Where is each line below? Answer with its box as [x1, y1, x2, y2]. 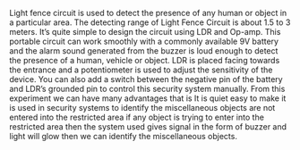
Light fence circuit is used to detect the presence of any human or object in [9, 8, 287, 18]
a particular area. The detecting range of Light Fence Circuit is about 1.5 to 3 [9, 17, 291, 28]
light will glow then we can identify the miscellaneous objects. [9, 131, 237, 141]
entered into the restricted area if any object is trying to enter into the [9, 112, 264, 122]
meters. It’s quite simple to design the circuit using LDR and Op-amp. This [9, 27, 281, 37]
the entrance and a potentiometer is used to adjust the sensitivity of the [9, 64, 273, 75]
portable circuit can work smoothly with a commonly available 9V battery [9, 36, 279, 46]
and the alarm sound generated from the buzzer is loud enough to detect [9, 46, 279, 56]
